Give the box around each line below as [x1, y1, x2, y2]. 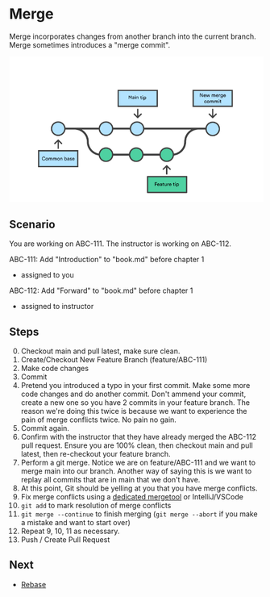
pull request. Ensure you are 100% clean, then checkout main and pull [20, 440, 253, 450]
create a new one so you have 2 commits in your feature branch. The [20, 398, 251, 407]
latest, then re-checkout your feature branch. [20, 449, 172, 459]
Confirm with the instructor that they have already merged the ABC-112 [20, 432, 257, 442]
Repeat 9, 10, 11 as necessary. [20, 526, 120, 536]
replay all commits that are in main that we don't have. [20, 475, 201, 485]
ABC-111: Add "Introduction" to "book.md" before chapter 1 [9, 255, 205, 265]
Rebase [20, 579, 47, 589]
